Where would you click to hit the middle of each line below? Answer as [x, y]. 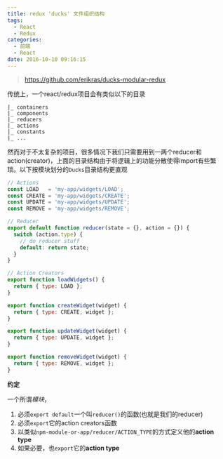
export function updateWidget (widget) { [67, 331]
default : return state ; [55, 247]
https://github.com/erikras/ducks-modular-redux [95, 79]
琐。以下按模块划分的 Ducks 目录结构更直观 [67, 169]
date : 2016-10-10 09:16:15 [47, 60]
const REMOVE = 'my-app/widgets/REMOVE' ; [69, 209]
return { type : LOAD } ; [48, 286]
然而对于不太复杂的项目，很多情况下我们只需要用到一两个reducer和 [104, 152]
